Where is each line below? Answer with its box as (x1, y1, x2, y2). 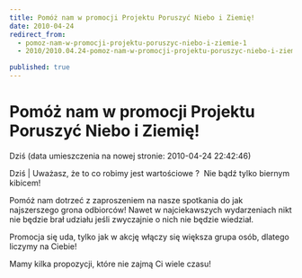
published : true (9, 63, 70, 72)
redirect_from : (9, 30, 67, 39)
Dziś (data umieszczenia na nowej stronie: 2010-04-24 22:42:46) (9, 150, 252, 161)
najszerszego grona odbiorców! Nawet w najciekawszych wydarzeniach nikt (9, 204, 292, 215)
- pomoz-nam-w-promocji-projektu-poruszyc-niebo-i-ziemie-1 (17, 38, 247, 48)
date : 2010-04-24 (9, 22, 75, 31)
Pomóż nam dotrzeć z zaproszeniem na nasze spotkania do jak (9, 194, 244, 205)
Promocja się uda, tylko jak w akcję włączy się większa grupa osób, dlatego (9, 231, 289, 242)
